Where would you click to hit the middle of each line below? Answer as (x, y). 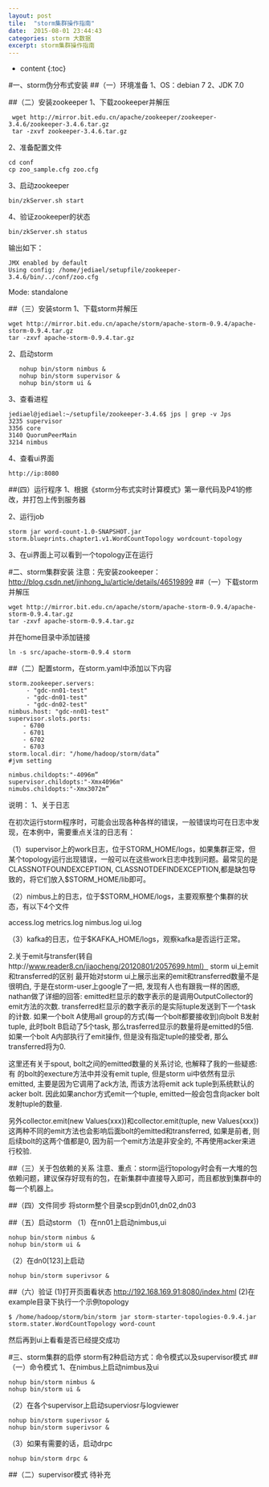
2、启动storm (31, 354)
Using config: (32, 270)
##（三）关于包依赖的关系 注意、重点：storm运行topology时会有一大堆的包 (133, 1168)
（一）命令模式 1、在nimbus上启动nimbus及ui (84, 1367)
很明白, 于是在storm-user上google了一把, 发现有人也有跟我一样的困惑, (124, 986)
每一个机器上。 (33, 1188)
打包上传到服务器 (57, 500)
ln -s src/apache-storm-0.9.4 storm (69, 653)
